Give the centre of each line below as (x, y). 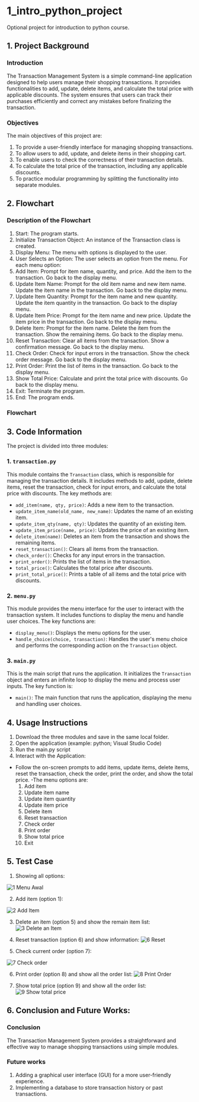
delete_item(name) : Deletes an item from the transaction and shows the (102, 536)
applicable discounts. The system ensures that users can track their (89, 95)
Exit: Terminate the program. (50, 391)
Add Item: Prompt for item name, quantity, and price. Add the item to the (103, 271)
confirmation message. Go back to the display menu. (80, 347)
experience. (30, 1081)
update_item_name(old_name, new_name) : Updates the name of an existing (104, 511)
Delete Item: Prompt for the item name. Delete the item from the (93, 328)
